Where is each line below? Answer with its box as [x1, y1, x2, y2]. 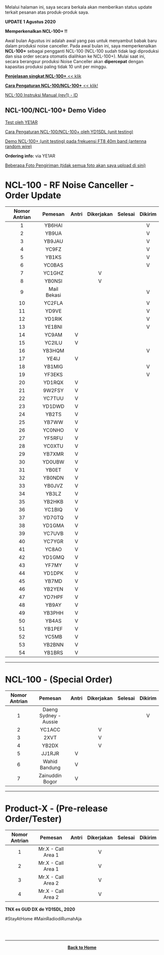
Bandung [40, 764, 61, 771]
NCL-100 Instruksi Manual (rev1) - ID [5, 92, 78, 98]
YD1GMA [42, 522, 64, 529]
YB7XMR [43, 450, 64, 457]
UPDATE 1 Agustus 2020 [5, 19, 56, 24]
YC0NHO [43, 426, 64, 433]
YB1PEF [43, 625, 63, 632]
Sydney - [39, 712, 61, 719]
